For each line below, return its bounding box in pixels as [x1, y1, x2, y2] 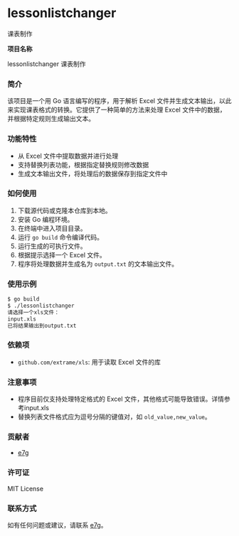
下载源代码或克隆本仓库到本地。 [17, 206, 112, 215]
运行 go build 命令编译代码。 [17, 232, 103, 241]
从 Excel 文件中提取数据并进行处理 [17, 151, 119, 160]
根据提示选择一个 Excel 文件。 [17, 250, 106, 259]
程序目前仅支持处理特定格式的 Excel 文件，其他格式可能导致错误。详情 [17, 395, 224, 403]
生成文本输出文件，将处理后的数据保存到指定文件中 [17, 169, 168, 178]
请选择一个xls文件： [7, 309, 60, 316]
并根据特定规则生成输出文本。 [7, 114, 95, 123]
